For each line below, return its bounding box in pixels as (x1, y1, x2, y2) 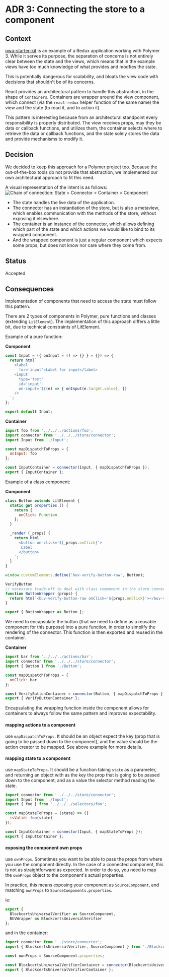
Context (5, 34, 31, 43)
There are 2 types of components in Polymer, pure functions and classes (5, 313, 156, 319)
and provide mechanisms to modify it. (5, 136, 83, 142)
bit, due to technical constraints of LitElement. (5, 324, 101, 330)
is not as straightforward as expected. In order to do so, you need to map (5, 867, 157, 873)
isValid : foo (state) (10, 815, 53, 821)
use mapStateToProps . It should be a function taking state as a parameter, (5, 766, 157, 772)
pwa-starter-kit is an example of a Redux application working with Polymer (5, 48, 160, 53)
